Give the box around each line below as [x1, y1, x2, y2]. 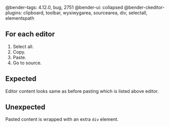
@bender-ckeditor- [124, 5, 165, 10]
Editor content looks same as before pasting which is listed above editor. [5, 88, 159, 94]
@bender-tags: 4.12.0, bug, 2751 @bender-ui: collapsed [5, 5, 123, 10]
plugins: [5, 10, 22, 16]
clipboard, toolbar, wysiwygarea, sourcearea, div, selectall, [23, 10, 148, 16]
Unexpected [5, 103, 46, 112]
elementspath [5, 15, 34, 21]
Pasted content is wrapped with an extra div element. [5, 116, 119, 122]
